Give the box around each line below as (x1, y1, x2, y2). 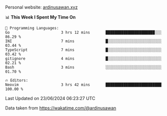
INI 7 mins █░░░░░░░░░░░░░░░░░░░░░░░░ (5, 39, 162, 44)
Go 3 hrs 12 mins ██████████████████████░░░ (5, 30, 162, 35)
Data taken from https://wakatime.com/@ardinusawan (5, 105, 116, 111)
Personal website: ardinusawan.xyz (5, 4, 78, 10)
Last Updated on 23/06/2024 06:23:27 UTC (5, 96, 96, 101)
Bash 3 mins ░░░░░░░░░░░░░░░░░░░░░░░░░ (5, 65, 162, 70)
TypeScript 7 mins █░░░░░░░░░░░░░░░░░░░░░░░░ (5, 47, 162, 52)
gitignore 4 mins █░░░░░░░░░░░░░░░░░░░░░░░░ (5, 56, 162, 61)
